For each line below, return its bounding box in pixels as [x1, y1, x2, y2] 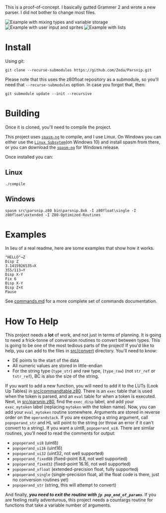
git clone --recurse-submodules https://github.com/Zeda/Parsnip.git [5, 67, 152, 72]
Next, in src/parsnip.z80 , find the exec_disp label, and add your [5, 399, 134, 405]
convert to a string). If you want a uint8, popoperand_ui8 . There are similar [5, 425, 155, 431]
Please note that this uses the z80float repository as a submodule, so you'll [5, 76, 159, 82]
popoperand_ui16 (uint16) [12, 445, 63, 451]
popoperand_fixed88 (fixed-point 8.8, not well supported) [12, 456, 128, 462]
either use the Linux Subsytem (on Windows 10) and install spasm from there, [5, 139, 161, 145]
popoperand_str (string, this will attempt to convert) [12, 482, 116, 488]
